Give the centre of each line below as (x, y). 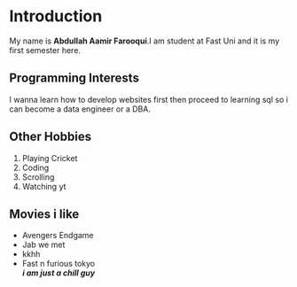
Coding (35, 167)
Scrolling (38, 177)
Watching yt (44, 186)
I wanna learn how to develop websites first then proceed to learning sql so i (148, 99)
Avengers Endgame (58, 236)
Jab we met (43, 244)
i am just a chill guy (59, 273)
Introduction (56, 16)
